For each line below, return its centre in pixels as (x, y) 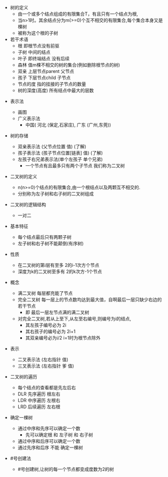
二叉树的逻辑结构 (28, 205)
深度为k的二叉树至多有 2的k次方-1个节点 (60, 271)
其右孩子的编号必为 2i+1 (50, 331)
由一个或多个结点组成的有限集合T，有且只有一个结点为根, (78, 14)
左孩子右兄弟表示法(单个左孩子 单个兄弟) (60, 159)
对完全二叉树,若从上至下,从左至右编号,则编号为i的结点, (74, 319)
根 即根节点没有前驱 (38, 46)
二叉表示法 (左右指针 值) (43, 359)
